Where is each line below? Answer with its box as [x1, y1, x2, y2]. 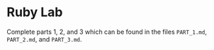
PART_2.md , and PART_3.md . [6, 35, 82, 43]
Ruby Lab [6, 4, 63, 20]
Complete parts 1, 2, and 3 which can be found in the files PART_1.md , [6, 27, 207, 36]
